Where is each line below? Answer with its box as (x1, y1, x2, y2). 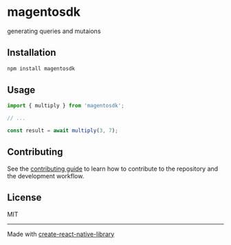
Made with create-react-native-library (7, 230, 115, 238)
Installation (7, 47, 56, 58)
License (7, 192, 42, 204)
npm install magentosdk (7, 65, 76, 72)
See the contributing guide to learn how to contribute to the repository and (7, 164, 219, 173)
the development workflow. (7, 171, 85, 180)
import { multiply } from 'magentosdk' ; (7, 103, 125, 109)
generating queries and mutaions (7, 27, 101, 35)
